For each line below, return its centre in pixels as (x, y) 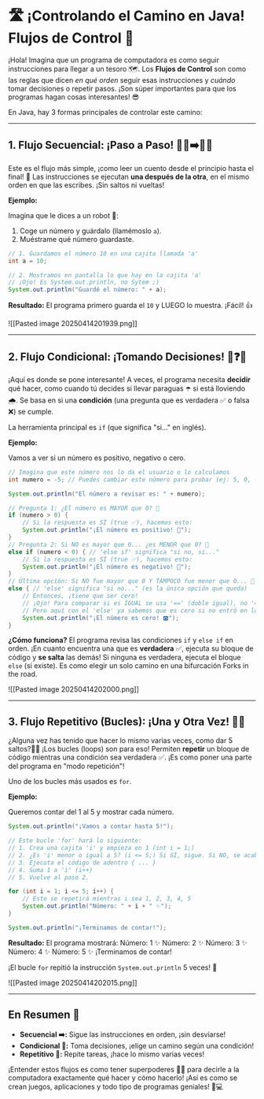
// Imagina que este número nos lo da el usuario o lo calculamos (119, 472)
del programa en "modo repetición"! (66, 767)
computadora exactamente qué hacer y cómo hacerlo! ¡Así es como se (123, 1078)
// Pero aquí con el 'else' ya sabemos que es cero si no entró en (135, 611)
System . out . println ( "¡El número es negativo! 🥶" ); (107, 566)
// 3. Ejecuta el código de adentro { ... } (82, 863)
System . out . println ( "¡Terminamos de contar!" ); (88, 927)
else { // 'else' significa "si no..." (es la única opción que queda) (128, 588)
